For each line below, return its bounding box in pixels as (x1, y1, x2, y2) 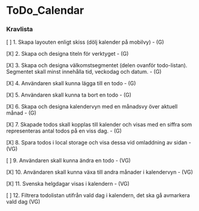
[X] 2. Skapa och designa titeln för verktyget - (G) (6, 50, 129, 58)
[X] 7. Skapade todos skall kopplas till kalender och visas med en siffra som (6, 121, 192, 128)
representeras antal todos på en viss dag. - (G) (6, 127, 122, 135)
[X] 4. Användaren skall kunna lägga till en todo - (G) (6, 80, 136, 87)
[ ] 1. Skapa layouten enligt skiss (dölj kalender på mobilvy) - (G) (6, 38, 164, 46)
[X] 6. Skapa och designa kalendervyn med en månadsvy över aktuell (6, 103, 178, 110)
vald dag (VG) (6, 198, 41, 206)
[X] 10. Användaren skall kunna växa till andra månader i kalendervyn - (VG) (6, 168, 194, 176)
